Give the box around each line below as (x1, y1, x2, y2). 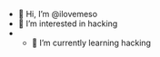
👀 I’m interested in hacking (17, 18, 118, 29)
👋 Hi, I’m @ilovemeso (17, 9, 98, 19)
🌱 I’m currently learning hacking (31, 37, 152, 48)
